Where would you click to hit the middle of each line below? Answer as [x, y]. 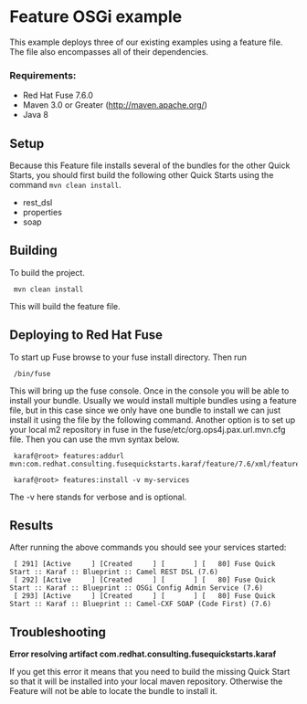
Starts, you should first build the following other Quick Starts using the [142, 175]
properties [42, 213]
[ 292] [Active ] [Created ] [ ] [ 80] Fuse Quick [144, 580]
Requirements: [43, 75]
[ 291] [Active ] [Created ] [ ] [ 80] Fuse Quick [144, 564]
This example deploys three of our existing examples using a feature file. [146, 42]
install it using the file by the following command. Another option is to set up [152, 420]
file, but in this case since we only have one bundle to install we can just [145, 410]
